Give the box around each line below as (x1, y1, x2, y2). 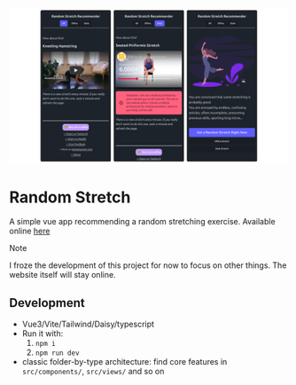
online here (9, 225, 51, 237)
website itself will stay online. (9, 270, 117, 280)
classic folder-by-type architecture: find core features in (21, 357, 228, 367)
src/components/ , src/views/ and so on (21, 366, 165, 377)
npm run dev (35, 349, 80, 357)
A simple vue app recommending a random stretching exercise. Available (9, 216, 277, 227)
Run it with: (21, 328, 64, 339)
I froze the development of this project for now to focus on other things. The (9, 260, 287, 271)
